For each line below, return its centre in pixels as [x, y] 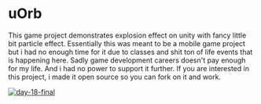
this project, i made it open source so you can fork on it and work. [115, 77]
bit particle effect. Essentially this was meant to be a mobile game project [127, 43]
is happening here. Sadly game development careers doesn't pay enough [127, 60]
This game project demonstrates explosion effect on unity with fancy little [127, 35]
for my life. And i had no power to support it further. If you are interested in [129, 68]
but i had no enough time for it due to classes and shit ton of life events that [130, 52]
